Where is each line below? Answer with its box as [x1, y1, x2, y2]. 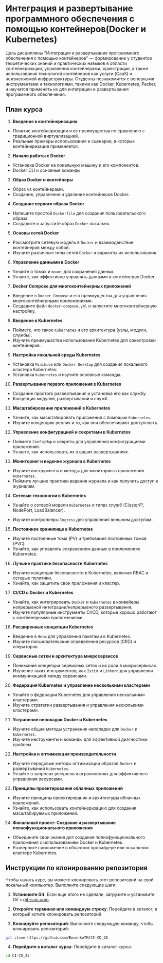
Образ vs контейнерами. [12, 186, 65, 192]
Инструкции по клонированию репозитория [5, 864, 148, 872]
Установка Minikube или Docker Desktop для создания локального [12, 361, 148, 367]
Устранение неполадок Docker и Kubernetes [12, 716, 108, 722]
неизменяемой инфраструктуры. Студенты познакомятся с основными [5, 76, 155, 82]
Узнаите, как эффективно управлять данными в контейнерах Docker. [12, 273, 156, 280]
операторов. [12, 643, 39, 649]
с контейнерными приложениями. [12, 614, 84, 620]
